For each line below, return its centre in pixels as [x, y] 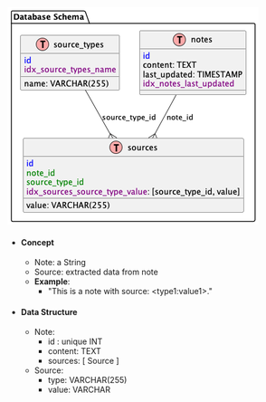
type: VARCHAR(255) [87, 380]
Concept [37, 242]
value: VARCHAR [79, 390]
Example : [52, 282]
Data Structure [49, 311]
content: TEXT [74, 351]
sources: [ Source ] [83, 361]
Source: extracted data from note [96, 272]
